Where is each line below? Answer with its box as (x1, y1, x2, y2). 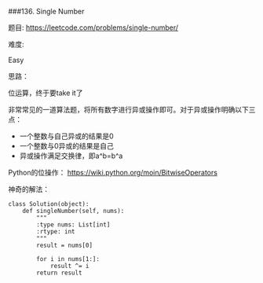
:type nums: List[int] (36, 221, 111, 229)
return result (36, 269, 82, 277)
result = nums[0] (36, 241, 93, 249)
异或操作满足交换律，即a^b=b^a (19, 151, 123, 160)
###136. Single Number (8, 7, 85, 16)
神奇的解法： (8, 185, 49, 193)
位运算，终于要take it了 (8, 88, 83, 97)
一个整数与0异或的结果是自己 (19, 141, 114, 150)
